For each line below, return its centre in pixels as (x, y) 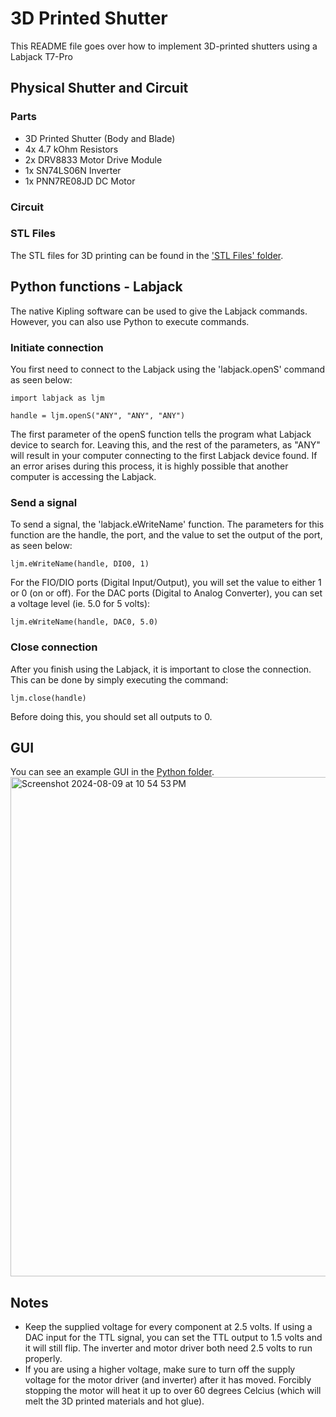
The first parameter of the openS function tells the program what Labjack (161, 434)
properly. (43, 1359)
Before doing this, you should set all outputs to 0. (111, 716)
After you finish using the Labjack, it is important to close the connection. (161, 669)
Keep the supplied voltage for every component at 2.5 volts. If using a (168, 1327)
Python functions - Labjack (96, 287)
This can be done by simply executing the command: (119, 679)
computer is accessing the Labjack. (83, 476)
